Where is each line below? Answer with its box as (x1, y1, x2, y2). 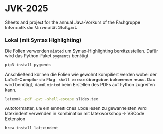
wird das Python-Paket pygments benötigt (5, 53, 89, 59)
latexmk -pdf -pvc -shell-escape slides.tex (5, 97, 98, 102)
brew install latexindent (5, 125, 58, 130)
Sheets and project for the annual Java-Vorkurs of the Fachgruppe (5, 19, 141, 25)
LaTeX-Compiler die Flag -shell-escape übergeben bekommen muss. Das (5, 77, 155, 82)
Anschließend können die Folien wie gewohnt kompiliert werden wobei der (5, 72, 157, 78)
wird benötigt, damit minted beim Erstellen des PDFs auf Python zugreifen (5, 82, 155, 88)
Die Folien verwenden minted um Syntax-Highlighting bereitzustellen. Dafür (5, 48, 158, 54)
